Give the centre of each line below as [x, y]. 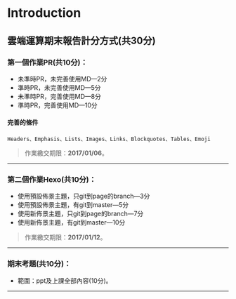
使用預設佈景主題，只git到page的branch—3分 [84, 196]
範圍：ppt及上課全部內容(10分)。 [65, 280]
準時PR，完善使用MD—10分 [58, 105]
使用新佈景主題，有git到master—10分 [71, 222]
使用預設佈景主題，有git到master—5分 [73, 205]
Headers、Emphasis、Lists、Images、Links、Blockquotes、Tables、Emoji [109, 139]
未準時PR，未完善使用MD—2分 [62, 79]
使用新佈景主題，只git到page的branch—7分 [80, 214]
